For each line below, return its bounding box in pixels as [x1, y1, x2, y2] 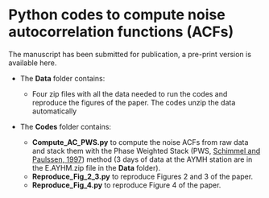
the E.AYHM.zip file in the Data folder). [31, 163, 161, 172]
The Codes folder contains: [19, 122, 111, 131]
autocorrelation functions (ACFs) [8, 23, 234, 41]
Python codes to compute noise [8, 6, 226, 24]
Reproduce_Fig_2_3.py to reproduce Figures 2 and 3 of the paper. [31, 171, 254, 181]
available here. [8, 58, 57, 68]
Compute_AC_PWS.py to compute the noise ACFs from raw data [31, 137, 249, 146]
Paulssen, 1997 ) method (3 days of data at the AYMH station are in [31, 155, 253, 164]
